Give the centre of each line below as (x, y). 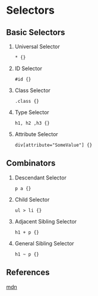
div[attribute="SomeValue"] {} (53, 145)
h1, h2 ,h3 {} (32, 123)
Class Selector (32, 90)
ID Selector (29, 68)
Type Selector (32, 112)
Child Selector (32, 199)
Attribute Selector (36, 134)
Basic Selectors (36, 32)
